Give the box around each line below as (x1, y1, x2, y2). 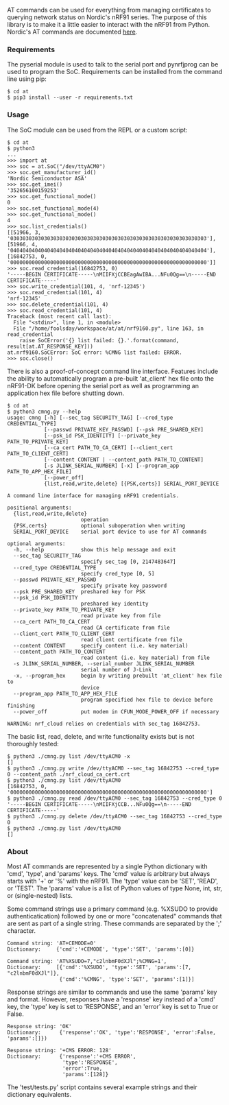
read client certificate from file (80, 636, 183, 643)
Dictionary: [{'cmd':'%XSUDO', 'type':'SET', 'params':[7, (7, 964, 192, 971)
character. (7, 926, 36, 935)
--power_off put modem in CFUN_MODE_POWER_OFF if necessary (13, 708, 219, 715)
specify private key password (80, 582, 167, 589)
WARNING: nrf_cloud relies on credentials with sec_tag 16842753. (7, 720, 201, 727)
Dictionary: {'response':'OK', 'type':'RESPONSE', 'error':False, (7, 1029, 216, 1036)
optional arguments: (7, 540, 67, 547)
